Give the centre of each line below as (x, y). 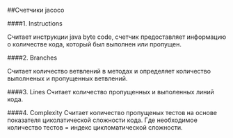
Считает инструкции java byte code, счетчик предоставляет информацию (117, 37)
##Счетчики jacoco (36, 10)
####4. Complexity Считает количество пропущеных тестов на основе (112, 113)
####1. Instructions (35, 23)
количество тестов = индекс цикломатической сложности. (95, 127)
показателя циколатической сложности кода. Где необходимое (103, 120)
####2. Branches (32, 58)
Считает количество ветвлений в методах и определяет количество (109, 71)
